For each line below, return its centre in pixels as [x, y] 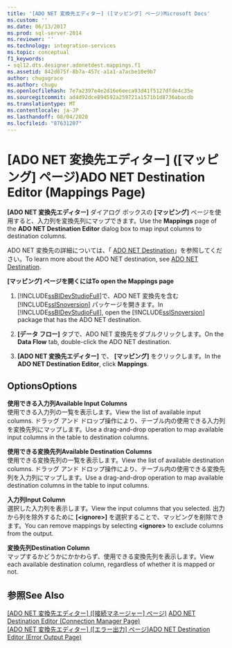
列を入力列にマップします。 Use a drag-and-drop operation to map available [115, 478]
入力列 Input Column [36, 500]
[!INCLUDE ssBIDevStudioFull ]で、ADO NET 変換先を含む [98, 296]
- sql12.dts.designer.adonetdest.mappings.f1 [74, 65]
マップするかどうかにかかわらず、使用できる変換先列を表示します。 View [111, 556]
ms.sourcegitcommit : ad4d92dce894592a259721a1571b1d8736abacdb [100, 98]
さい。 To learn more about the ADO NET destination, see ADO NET [103, 259]
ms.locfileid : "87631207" [44, 123]
